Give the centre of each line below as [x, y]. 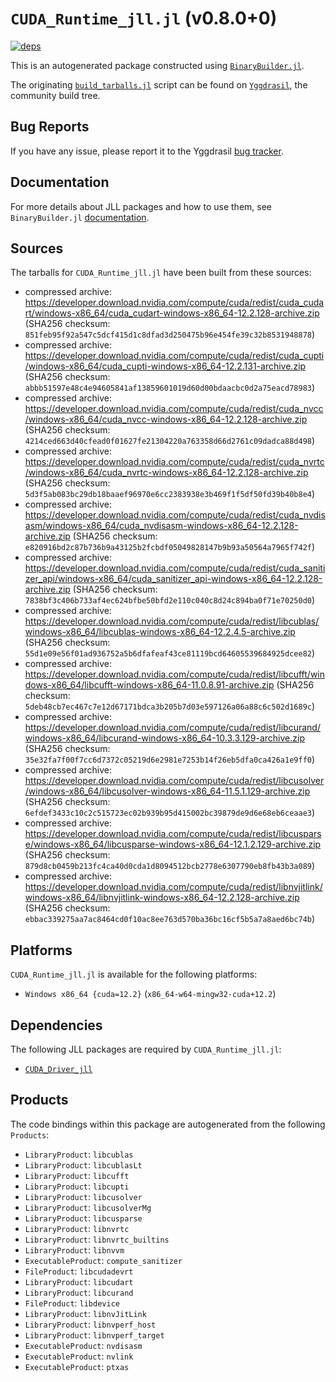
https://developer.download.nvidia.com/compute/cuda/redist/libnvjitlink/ [173, 887]
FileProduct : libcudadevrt [79, 1271]
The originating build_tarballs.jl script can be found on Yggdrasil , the [159, 84]
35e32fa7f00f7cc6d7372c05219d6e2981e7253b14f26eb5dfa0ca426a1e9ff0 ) [170, 759]
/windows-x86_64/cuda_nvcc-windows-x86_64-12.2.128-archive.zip [166, 419]
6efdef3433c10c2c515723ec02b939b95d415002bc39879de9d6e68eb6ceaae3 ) [170, 813]
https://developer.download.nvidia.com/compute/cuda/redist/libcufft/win [175, 674]
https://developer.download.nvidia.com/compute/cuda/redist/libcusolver [174, 781]
